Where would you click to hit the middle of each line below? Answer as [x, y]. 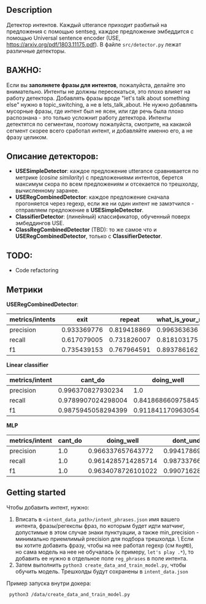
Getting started [36, 493]
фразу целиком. [27, 137]
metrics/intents [32, 319]
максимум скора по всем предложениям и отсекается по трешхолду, [107, 184]
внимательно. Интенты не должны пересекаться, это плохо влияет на [98, 91]
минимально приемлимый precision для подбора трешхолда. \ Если [105, 538]
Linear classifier [28, 365]
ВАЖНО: [24, 70]
